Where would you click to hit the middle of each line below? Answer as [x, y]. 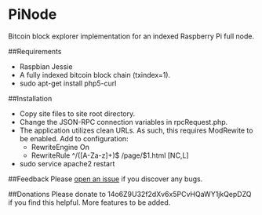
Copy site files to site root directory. [77, 113]
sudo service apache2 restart [67, 163]
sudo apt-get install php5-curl [68, 83]
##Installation [30, 98]
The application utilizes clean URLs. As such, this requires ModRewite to [136, 130]
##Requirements [35, 51]
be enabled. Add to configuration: [74, 138]
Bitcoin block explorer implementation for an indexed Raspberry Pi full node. [131, 36]
